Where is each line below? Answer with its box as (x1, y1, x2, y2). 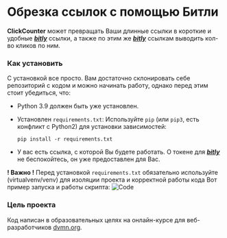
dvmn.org (53, 223, 81, 231)
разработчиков (7, 223, 52, 231)
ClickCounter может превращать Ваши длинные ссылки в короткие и (7, 27, 211, 35)
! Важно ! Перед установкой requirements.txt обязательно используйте (7, 169, 218, 177)
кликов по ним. (16, 41, 60, 49)
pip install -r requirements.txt (16, 136, 113, 143)
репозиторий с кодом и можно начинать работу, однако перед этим (7, 82, 208, 90)
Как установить (7, 58, 63, 68)
